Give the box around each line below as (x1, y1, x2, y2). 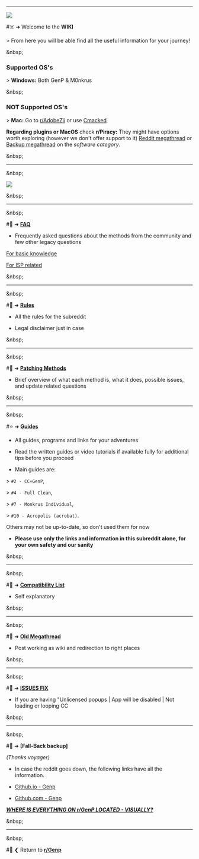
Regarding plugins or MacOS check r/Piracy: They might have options (6, 128, 179, 135)
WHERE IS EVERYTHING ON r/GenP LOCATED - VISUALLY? (6, 806, 153, 813)
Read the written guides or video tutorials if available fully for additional (14, 448, 189, 455)
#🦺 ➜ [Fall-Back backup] (6, 742, 68, 749)
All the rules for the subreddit (14, 313, 86, 320)
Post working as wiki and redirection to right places (14, 644, 140, 651)
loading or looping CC (14, 702, 69, 709)
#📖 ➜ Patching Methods (6, 364, 66, 372)
